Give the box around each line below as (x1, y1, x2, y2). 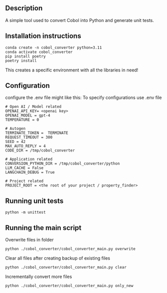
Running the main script (5, 223, 82, 232)
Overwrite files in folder (5, 237, 54, 243)
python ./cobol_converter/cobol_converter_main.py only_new (5, 283, 134, 288)
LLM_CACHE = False (5, 165, 44, 170)
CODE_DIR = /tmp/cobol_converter (5, 148, 75, 153)
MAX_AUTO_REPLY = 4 (5, 143, 46, 149)
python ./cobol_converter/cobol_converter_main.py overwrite (5, 246, 136, 251)
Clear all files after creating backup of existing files (5, 255, 110, 261)
